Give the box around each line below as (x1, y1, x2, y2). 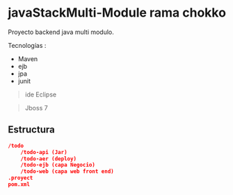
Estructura (8, 124, 55, 136)
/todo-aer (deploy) (20, 155, 77, 162)
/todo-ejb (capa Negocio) (20, 162, 96, 169)
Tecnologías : (8, 41, 47, 49)
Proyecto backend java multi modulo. (8, 28, 114, 36)
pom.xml (8, 181, 31, 188)
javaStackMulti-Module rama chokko (8, 5, 227, 21)
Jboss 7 (24, 103, 48, 112)
